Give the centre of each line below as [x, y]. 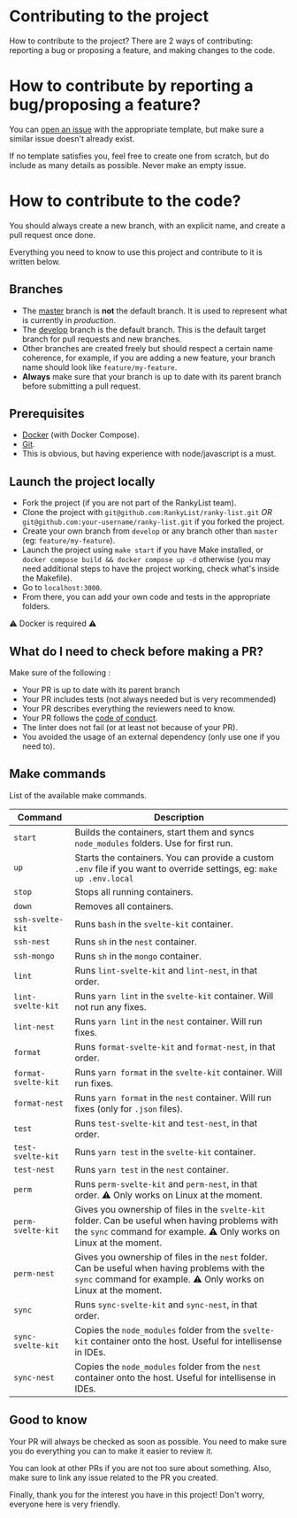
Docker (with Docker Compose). [80, 435]
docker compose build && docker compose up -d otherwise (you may [146, 559]
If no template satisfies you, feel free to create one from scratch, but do [139, 156]
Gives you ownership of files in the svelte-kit [170, 1209]
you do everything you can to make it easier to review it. [111, 1451]
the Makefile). [47, 578]
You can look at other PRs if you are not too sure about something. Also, [140, 1468]
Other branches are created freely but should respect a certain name [148, 348]
